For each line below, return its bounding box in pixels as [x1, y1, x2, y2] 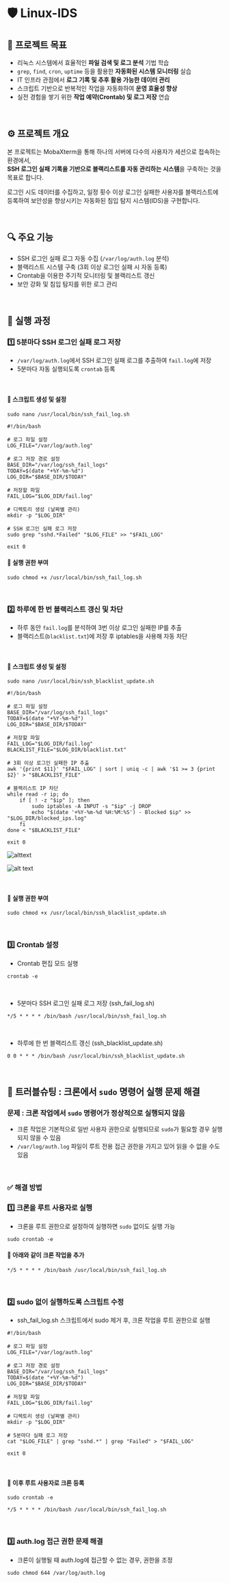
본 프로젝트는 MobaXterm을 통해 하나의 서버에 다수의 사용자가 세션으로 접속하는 [7, 147, 221, 156]
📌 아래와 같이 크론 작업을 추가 [7, 1251, 85, 1260]
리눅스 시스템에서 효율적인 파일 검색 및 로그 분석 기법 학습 [16, 59, 170, 66]
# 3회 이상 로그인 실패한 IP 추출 [7, 760, 90, 767]
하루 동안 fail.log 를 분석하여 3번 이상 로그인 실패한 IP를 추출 [16, 624, 183, 632]
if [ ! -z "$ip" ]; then [19, 797, 90, 804]
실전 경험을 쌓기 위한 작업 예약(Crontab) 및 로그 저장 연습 [16, 93, 170, 101]
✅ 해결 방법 [7, 1183, 42, 1192]
